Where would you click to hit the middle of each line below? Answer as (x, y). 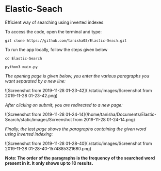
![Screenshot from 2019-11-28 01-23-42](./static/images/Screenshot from (79, 90)
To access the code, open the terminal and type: (53, 31)
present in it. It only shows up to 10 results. (49, 163)
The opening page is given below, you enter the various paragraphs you (77, 76)
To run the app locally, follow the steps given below (56, 49)
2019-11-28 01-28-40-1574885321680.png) (48, 148)
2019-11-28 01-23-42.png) (31, 95)
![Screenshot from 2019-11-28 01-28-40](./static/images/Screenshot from (79, 143)
